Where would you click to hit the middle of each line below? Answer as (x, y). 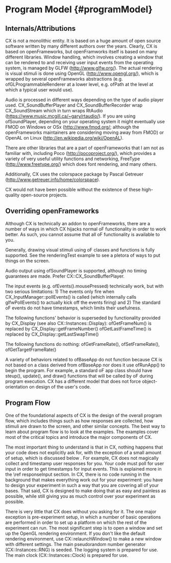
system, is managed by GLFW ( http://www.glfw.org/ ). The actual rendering (84, 68)
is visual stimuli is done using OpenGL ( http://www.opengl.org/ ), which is (82, 73)
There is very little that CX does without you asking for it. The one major (81, 511)
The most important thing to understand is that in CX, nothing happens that (84, 447)
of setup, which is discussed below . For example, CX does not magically (82, 458)
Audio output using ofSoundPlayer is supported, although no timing (76, 270)
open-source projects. (44, 195)
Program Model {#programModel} (79, 9)
